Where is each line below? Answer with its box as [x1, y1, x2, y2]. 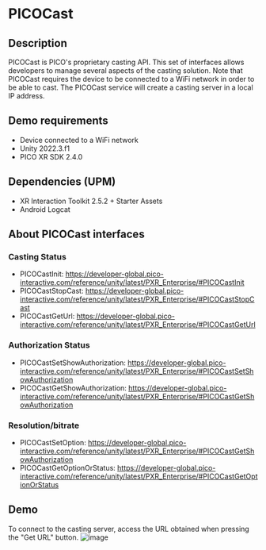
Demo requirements [8, 114, 108, 128]
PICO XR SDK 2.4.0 [19, 152, 83, 161]
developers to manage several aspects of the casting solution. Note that [8, 66, 243, 75]
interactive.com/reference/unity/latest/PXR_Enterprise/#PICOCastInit [19, 278, 245, 287]
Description [8, 37, 67, 50]
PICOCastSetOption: [19, 437, 87, 447]
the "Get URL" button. [8, 533, 79, 542]
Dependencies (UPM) [8, 175, 116, 189]
